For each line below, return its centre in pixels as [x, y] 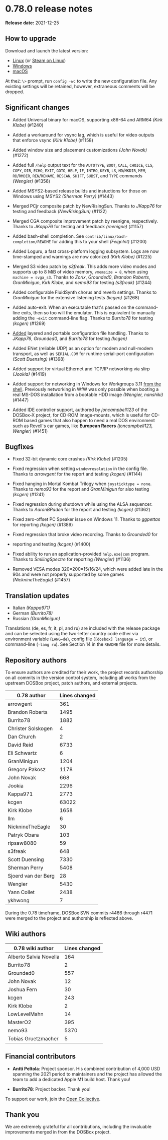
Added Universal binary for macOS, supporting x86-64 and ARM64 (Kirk [88, 119]
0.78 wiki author [33, 948]
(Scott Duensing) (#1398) [39, 359]
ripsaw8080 [22, 843]
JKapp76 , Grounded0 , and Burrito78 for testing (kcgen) [70, 339]
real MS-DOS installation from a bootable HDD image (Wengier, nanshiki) [88, 394]
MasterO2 [20, 1022]
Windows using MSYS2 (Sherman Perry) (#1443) [63, 196]
